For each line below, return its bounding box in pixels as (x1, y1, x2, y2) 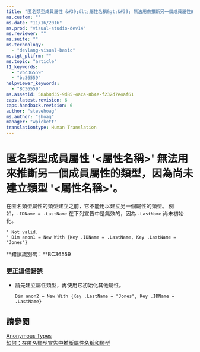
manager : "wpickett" (6, 119, 58, 125)
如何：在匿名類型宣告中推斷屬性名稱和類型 (6, 340, 110, 347)
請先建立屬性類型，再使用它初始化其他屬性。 (14, 281, 125, 288)
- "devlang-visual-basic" (11, 47, 76, 53)
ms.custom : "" (6, 14, 42, 20)
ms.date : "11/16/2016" (6, 20, 62, 26)
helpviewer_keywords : (6, 81, 60, 87)
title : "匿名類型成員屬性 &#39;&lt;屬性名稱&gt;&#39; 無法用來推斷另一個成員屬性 (6, 8, 191, 15)
